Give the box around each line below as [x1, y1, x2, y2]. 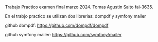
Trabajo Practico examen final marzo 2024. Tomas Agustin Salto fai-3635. [5, 4, 154, 10]
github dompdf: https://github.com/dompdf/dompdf [5, 22, 108, 28]
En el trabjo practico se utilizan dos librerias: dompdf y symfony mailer [5, 13, 146, 19]
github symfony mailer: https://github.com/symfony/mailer [5, 32, 122, 37]
